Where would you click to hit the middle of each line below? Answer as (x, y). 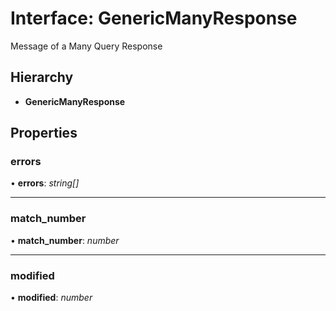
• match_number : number (65, 240)
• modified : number (51, 298)
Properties (44, 133)
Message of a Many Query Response (86, 46)
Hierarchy (42, 77)
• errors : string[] (45, 183)
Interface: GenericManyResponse (154, 18)
